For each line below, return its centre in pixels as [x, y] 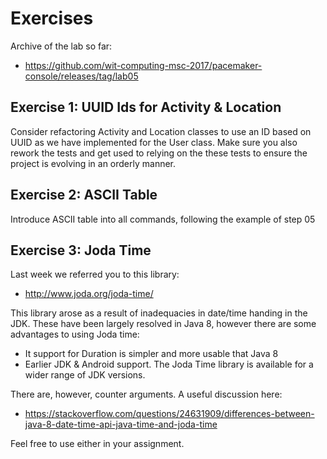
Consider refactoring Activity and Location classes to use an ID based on [161, 131]
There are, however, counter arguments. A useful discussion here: [146, 394]
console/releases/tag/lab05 [81, 76]
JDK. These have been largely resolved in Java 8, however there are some [163, 324]
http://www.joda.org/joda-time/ [89, 294]
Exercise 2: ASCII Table [84, 195]
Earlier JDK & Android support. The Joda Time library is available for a [169, 364]
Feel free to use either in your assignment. [97, 444]
